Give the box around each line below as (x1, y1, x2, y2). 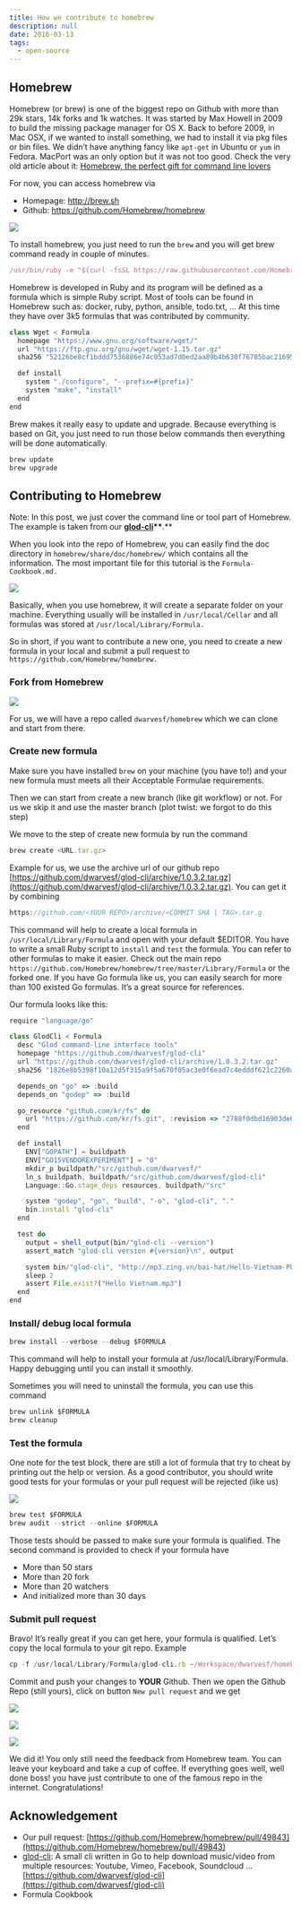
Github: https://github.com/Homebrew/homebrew (21, 204, 206, 215)
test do (17, 1230, 47, 1239)
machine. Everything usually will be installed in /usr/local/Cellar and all (9, 609, 279, 620)
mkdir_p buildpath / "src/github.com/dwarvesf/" (25, 1164, 202, 1173)
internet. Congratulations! (9, 1782, 104, 1793)
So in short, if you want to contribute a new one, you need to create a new (9, 636, 283, 647)
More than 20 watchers (21, 1581, 109, 1592)
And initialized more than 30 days (21, 1591, 146, 1601)
